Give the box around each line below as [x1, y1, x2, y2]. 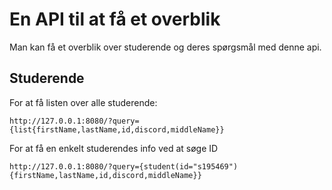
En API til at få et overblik [9, 8, 221, 31]
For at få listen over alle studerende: [9, 96, 158, 108]
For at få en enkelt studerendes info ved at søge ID [9, 142, 219, 154]
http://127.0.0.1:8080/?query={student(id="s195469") [9, 161, 239, 172]
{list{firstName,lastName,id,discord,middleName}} [9, 124, 225, 135]
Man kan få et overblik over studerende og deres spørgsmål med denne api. [9, 41, 322, 53]
